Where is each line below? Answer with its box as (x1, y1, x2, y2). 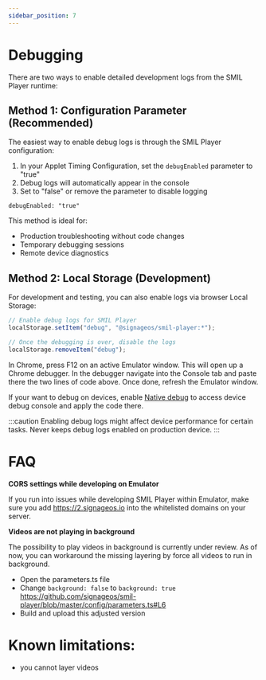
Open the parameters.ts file (19, 574, 110, 584)
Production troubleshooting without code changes (19, 232, 185, 241)
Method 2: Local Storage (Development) (8, 272, 211, 285)
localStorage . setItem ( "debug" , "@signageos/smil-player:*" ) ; (8, 324, 216, 332)
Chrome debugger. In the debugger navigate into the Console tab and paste (8, 368, 257, 378)
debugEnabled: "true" (8, 202, 80, 210)
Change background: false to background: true (19, 583, 177, 592)
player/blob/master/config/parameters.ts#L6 (19, 600, 166, 609)
